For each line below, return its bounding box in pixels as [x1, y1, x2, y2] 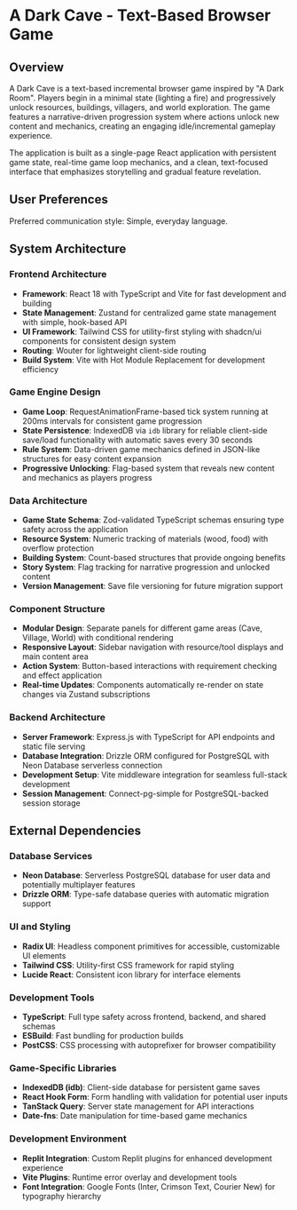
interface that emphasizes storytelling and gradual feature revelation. [9, 166, 262, 177]
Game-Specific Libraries [9, 1062, 117, 1074]
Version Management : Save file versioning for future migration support [21, 581, 284, 592]
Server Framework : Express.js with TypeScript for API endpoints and [21, 731, 275, 742]
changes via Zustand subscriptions [21, 689, 151, 700]
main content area [21, 651, 89, 662]
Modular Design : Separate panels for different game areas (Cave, [21, 623, 263, 633]
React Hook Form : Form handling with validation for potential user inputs [21, 1092, 288, 1103]
